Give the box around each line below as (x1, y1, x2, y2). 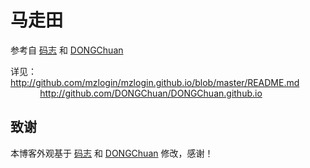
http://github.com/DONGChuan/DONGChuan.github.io (39, 87, 263, 99)
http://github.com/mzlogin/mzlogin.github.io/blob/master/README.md (10, 76, 300, 88)
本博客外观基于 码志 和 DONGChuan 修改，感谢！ (10, 147, 214, 159)
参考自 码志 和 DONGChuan (10, 44, 124, 56)
